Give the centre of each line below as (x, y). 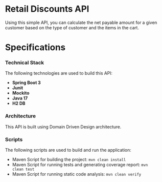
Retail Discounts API (47, 9)
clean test (23, 169)
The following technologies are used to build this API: (59, 73)
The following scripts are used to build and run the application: (68, 150)
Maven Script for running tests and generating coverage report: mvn (80, 165)
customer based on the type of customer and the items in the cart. (72, 27)
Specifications (35, 48)
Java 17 (20, 98)
